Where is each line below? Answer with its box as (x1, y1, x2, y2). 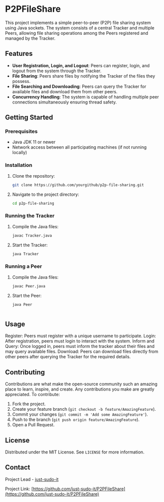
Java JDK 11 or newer (12, 139, 56, 145)
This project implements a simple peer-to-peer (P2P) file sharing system (5, 20, 151, 26)
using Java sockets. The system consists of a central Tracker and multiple (5, 25, 155, 30)
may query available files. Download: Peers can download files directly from (5, 348, 158, 354)
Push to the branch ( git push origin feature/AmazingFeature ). (12, 417, 140, 423)
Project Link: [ (5, 486, 33, 492)
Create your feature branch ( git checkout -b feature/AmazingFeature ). (12, 406, 156, 412)
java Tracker (12, 251, 39, 256)
